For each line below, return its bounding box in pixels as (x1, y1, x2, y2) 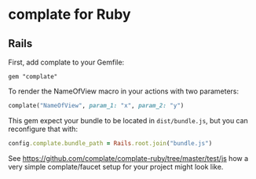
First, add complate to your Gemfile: (8, 57, 125, 67)
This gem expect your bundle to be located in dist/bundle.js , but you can (8, 115, 249, 125)
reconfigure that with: (8, 124, 79, 133)
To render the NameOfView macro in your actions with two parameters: (8, 86, 240, 96)
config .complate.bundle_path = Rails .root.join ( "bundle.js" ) (8, 139, 213, 147)
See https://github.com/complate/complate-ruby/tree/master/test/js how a (8, 153, 249, 163)
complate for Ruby (8, 5, 131, 24)
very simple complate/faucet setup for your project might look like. (8, 162, 224, 171)
